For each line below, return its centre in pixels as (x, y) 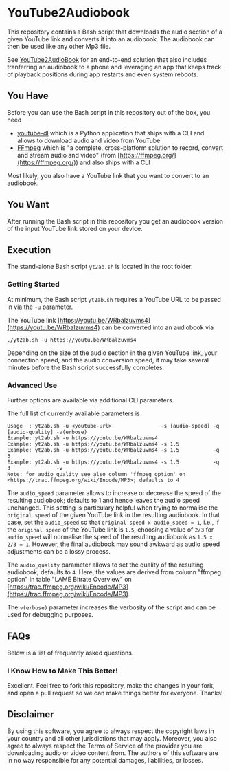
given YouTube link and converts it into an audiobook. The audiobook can (111, 39)
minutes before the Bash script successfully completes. (86, 367)
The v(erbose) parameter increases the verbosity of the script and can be (112, 607)
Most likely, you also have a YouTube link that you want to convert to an (108, 175)
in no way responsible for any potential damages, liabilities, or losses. (105, 760)
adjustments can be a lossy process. (59, 551)
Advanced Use (32, 385)
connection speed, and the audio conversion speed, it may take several (108, 360)
